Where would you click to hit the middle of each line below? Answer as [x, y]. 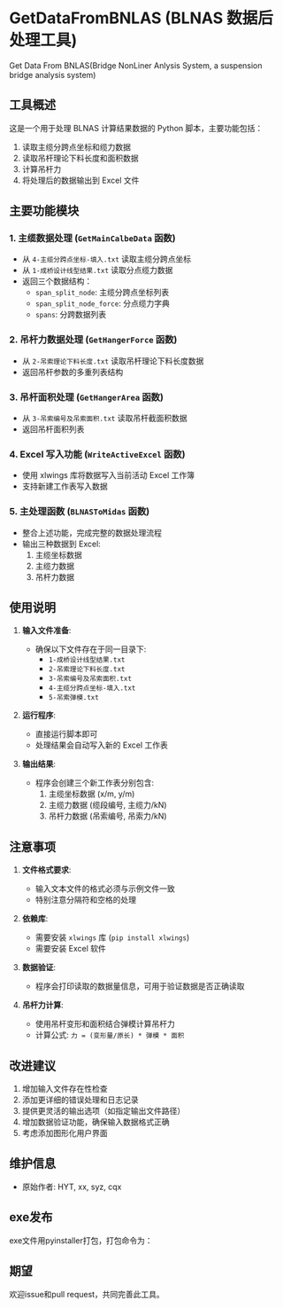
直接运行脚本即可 [66, 734]
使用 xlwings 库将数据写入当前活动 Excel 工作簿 [108, 475]
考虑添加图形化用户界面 [65, 1133]
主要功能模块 [44, 211]
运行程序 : [38, 716]
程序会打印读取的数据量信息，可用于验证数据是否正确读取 [140, 986]
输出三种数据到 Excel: [61, 544]
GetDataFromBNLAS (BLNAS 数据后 [141, 18]
